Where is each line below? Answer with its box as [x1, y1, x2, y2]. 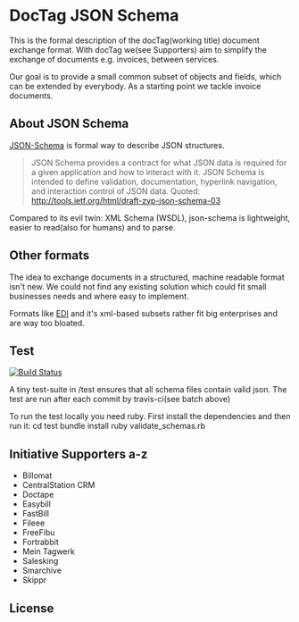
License [9, 601, 54, 616]
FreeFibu [21, 527, 55, 538]
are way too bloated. [9, 317, 85, 328]
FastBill [21, 509, 49, 519]
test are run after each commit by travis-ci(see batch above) [9, 394, 231, 405]
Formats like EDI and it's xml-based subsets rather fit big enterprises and [9, 307, 278, 318]
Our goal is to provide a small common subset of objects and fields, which [9, 71, 282, 81]
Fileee [21, 517, 46, 528]
